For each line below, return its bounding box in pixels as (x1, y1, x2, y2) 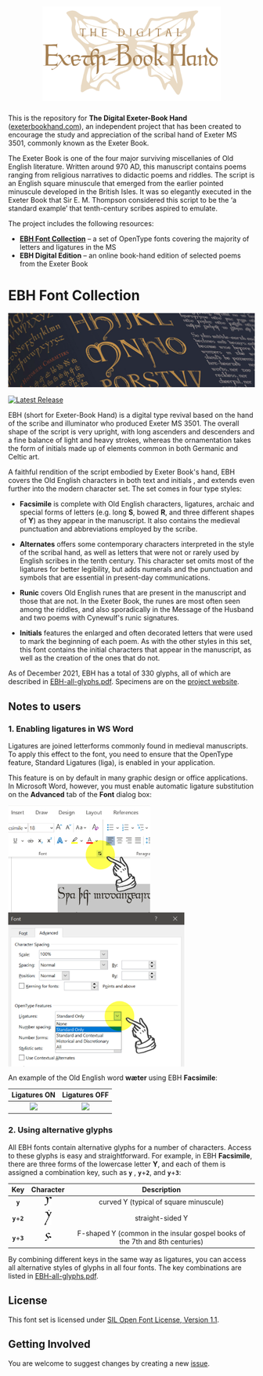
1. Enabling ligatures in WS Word (8, 723, 134, 734)
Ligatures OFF (62, 1090, 110, 1100)
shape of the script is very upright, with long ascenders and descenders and (8, 427, 255, 437)
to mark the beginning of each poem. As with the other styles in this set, (19, 637, 253, 646)
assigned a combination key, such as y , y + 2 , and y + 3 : (8, 1167, 182, 1177)
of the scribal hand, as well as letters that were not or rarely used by (19, 548, 240, 558)
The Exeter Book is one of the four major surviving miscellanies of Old (8, 154, 234, 163)
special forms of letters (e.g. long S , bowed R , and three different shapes (19, 507, 254, 517)
